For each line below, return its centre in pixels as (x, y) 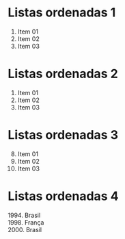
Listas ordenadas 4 (63, 196)
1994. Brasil (24, 215)
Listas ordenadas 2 (63, 74)
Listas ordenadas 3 (63, 135)
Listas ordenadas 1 (62, 13)
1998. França (26, 222)
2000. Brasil (25, 229)
